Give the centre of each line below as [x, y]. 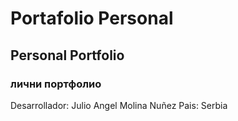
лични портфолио [56, 84]
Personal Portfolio [67, 55]
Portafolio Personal [92, 18]
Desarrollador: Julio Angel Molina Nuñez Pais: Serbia [119, 105]
